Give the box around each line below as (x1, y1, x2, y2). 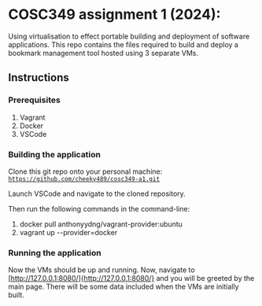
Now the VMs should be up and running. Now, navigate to (8, 265, 195, 275)
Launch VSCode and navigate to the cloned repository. (8, 189, 186, 198)
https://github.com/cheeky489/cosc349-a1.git (8, 175, 160, 182)
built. (8, 290, 25, 300)
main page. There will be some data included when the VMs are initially (8, 282, 239, 292)
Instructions (8, 71, 69, 84)
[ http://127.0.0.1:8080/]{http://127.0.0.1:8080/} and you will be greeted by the (8, 274, 255, 283)
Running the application (8, 247, 101, 258)
